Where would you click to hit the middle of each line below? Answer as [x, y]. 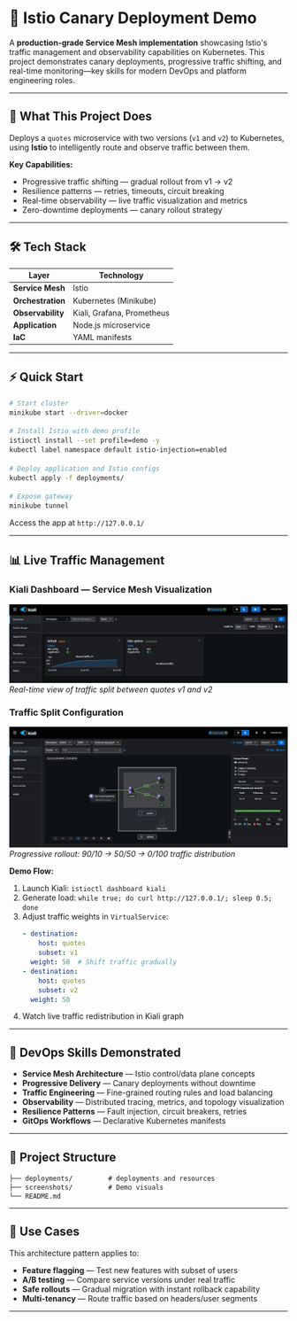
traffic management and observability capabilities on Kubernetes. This [137, 51]
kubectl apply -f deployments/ [67, 478]
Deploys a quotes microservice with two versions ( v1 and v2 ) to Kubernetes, [147, 137]
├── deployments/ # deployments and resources [112, 1178]
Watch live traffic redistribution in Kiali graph [103, 1016]
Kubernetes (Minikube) [115, 300]
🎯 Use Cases [45, 1232]
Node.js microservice [111, 325]
